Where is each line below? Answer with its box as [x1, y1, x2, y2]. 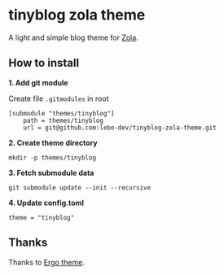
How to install [8, 56, 80, 70]
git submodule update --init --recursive [8, 183, 152, 192]
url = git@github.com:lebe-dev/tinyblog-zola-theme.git [23, 124, 217, 132]
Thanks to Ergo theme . [8, 257, 86, 267]
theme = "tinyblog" [8, 213, 75, 221]
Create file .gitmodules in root [8, 94, 109, 103]
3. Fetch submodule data [8, 168, 94, 177]
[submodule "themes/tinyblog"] [8, 109, 115, 117]
